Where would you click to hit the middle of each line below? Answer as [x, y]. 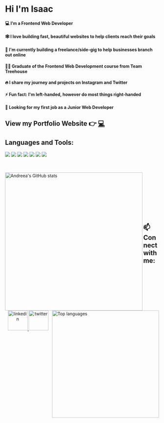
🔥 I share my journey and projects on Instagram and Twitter [66, 82]
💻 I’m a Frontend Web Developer [39, 23]
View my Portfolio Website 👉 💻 [55, 123]
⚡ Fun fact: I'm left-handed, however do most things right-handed [73, 94]
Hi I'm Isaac [29, 9]
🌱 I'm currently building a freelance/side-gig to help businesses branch [79, 50]
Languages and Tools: [40, 143]
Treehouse [16, 71]
